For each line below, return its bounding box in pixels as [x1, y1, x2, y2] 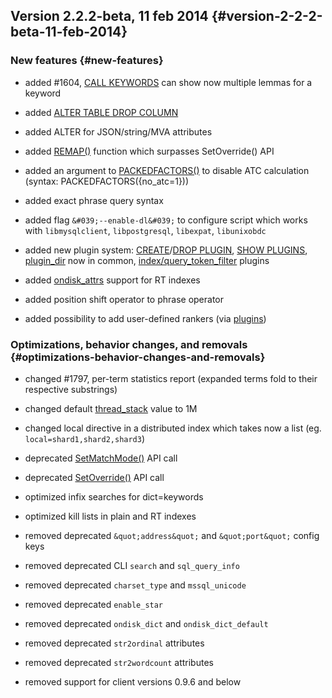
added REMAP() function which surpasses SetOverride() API [24, 145, 275, 157]
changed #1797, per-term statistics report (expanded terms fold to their [24, 372, 318, 384]
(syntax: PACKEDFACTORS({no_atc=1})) [24, 175, 190, 187]
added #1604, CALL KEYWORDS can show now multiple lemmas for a [24, 76, 313, 88]
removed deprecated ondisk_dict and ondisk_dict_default [24, 617, 269, 629]
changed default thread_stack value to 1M [24, 402, 198, 414]
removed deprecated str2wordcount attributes [24, 656, 214, 668]
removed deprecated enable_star [24, 598, 164, 610]
